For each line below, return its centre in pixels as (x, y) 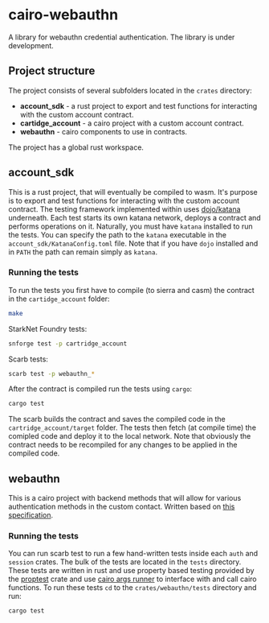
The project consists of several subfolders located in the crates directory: (130, 90)
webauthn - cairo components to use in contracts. (103, 131)
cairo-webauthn (63, 15)
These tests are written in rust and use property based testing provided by (131, 571)
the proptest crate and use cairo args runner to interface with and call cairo (132, 579)
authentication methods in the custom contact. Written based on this (122, 507)
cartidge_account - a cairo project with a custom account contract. (132, 123)
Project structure (52, 71)
